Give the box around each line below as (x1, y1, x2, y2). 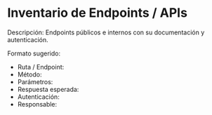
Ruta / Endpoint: (17, 62, 65, 71)
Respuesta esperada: (17, 85, 79, 93)
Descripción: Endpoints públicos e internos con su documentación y (7, 28, 205, 36)
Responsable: (17, 100, 58, 108)
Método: (17, 70, 42, 79)
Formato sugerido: (7, 49, 61, 57)
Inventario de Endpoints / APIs (7, 5, 188, 21)
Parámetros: (17, 77, 53, 86)
